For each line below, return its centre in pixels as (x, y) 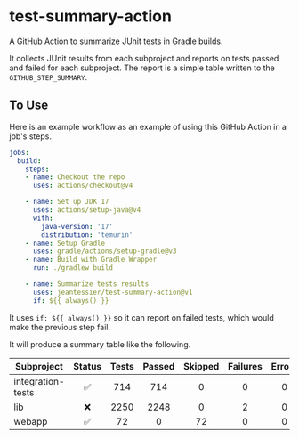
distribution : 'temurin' (87, 235)
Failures (245, 366)
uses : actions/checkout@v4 (83, 186)
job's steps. (30, 136)
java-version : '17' (77, 226)
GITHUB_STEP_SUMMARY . (48, 77)
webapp (31, 421)
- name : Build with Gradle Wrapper (91, 260)
